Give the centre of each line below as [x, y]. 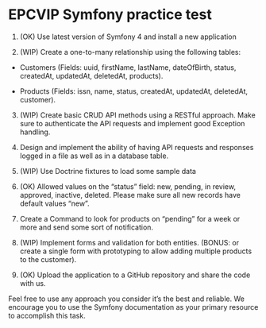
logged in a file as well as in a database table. [94, 156]
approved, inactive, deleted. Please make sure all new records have [130, 195]
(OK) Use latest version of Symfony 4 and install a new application [128, 37]
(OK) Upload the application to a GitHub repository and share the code [135, 275]
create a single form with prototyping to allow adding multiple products [136, 251]
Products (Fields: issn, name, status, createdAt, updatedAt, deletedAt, [134, 91]
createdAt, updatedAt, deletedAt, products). [91, 75]
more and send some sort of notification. [86, 227]
